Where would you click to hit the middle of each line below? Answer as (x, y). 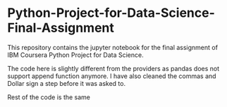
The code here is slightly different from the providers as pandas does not (114, 68)
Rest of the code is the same (49, 97)
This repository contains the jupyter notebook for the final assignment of (113, 47)
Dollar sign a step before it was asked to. (66, 83)
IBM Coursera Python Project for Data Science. (75, 55)
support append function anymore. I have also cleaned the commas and (112, 76)
